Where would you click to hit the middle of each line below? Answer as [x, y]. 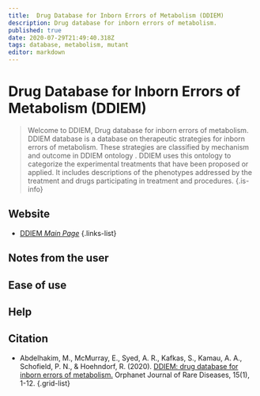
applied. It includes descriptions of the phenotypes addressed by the [140, 172]
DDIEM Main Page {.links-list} [68, 233]
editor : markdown [37, 52]
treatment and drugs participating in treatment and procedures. [131, 181]
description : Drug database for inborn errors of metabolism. [113, 23]
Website [29, 214]
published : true [35, 30]
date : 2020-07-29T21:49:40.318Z [61, 38]
